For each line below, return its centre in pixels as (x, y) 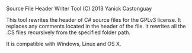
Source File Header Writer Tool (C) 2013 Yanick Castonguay (79, 9)
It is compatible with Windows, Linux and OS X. (64, 44)
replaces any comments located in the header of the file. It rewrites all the (96, 26)
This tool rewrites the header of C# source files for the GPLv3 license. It (94, 20)
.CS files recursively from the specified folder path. (68, 32)
